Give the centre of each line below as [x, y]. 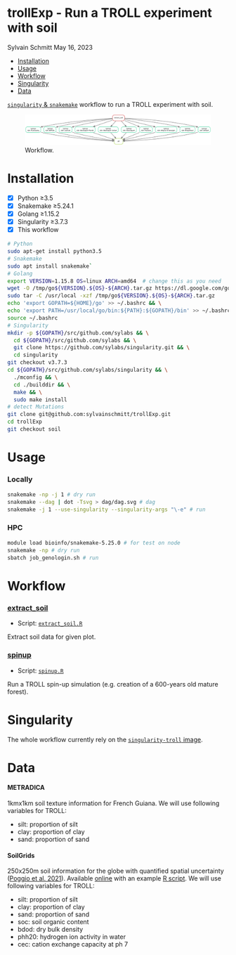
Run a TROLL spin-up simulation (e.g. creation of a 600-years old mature [113, 684]
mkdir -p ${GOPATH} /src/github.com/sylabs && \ [78, 333]
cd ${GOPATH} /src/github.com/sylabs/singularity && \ [88, 370]
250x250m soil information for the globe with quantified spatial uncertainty [116, 871]
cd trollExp [25, 422]
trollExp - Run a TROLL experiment [110, 13]
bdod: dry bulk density [50, 930]
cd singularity [36, 355]
